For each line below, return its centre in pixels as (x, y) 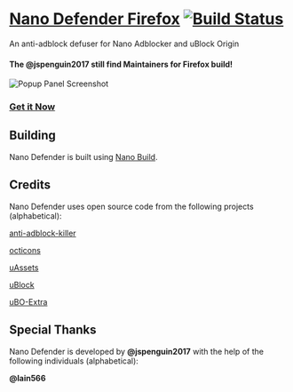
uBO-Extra (28, 301)
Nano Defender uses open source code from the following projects (132, 206)
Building (32, 136)
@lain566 (28, 378)
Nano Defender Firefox (95, 19)
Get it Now (32, 107)
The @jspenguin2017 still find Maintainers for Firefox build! (121, 64)
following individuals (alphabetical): (74, 361)
